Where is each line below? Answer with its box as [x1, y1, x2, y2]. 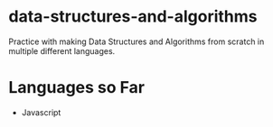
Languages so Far [8, 77, 146, 98]
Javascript [21, 106, 61, 118]
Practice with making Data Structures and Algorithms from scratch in [8, 36, 265, 47]
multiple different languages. [8, 45, 116, 56]
